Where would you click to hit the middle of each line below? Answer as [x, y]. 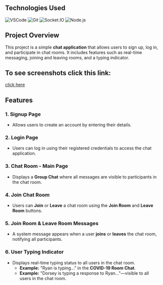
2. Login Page [22, 138]
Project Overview [32, 36]
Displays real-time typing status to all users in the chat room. [74, 262]
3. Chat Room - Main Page [37, 166]
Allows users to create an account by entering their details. [72, 125]
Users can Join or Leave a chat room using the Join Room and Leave [83, 206]
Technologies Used [35, 8]
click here [15, 85]
